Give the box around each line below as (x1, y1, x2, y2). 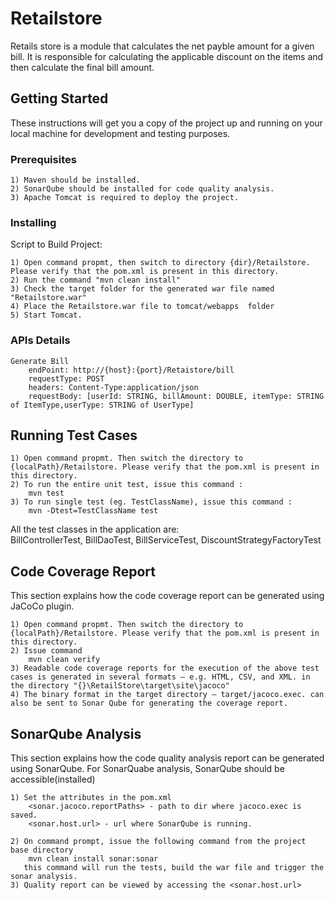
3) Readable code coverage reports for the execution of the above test (10, 663, 320, 674)
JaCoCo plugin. (10, 600, 75, 612)
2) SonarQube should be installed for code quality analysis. (10, 184, 275, 194)
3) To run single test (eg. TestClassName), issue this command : (10, 497, 293, 507)
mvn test (28, 488, 65, 499)
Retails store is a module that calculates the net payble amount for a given (10, 40, 315, 52)
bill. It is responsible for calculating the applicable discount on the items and (10, 50, 324, 62)
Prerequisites (10, 152, 77, 166)
